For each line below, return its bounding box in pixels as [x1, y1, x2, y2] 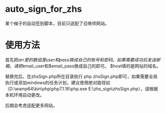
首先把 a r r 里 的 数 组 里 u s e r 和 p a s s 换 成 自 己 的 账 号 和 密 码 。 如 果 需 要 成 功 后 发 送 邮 [5, 57, 161, 63]
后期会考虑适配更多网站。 [5, 102, 57, 108]
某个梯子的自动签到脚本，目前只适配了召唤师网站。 [5, 20, 110, 26]
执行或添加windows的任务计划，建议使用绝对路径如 [5, 79, 111, 85]
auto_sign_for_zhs [5, 3, 82, 15]
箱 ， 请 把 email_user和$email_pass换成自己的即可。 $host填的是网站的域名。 [5, 63, 161, 69]
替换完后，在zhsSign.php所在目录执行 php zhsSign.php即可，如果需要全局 [5, 73, 158, 79]
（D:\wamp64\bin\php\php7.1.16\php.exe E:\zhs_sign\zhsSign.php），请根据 [5, 85, 158, 92]
